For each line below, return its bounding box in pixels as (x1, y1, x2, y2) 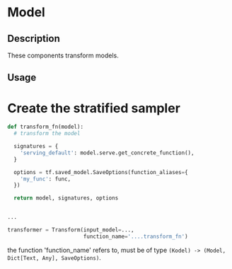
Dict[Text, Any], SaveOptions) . (7, 253, 101, 262)
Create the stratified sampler (7, 100, 180, 116)
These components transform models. (7, 51, 119, 59)
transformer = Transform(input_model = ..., (7, 227, 134, 234)
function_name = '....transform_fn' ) (83, 233, 189, 240)
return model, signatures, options (13, 195, 119, 202)
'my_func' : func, (20, 175, 71, 183)
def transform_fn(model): (7, 123, 83, 131)
